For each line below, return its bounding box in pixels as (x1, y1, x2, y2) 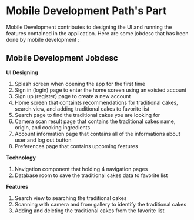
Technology (6, 154, 36, 161)
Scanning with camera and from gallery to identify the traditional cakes (14, 201, 187, 208)
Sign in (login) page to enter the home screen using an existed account (14, 86, 187, 94)
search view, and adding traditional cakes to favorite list (14, 105, 150, 112)
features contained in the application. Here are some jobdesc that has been (6, 29, 189, 36)
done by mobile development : (6, 36, 80, 43)
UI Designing (6, 69, 38, 76)
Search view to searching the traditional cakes (14, 194, 127, 201)
